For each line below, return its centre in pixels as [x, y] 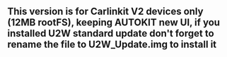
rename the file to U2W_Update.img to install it [112, 45]
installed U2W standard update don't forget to [111, 33]
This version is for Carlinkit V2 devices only [105, 12]
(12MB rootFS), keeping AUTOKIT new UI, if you [114, 23]
